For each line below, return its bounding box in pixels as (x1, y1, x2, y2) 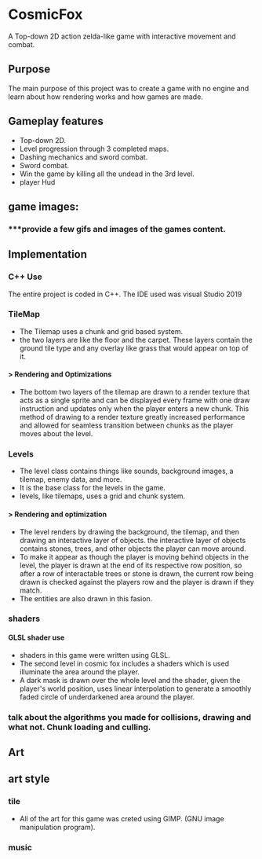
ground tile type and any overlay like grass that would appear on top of (19, 343, 249, 353)
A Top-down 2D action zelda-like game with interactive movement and (8, 31, 237, 41)
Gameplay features (8, 115, 104, 128)
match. (19, 586, 42, 595)
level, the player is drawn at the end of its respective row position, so (19, 560, 242, 570)
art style (8, 773, 50, 786)
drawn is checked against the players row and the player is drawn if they (19, 577, 255, 586)
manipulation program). (19, 822, 96, 831)
